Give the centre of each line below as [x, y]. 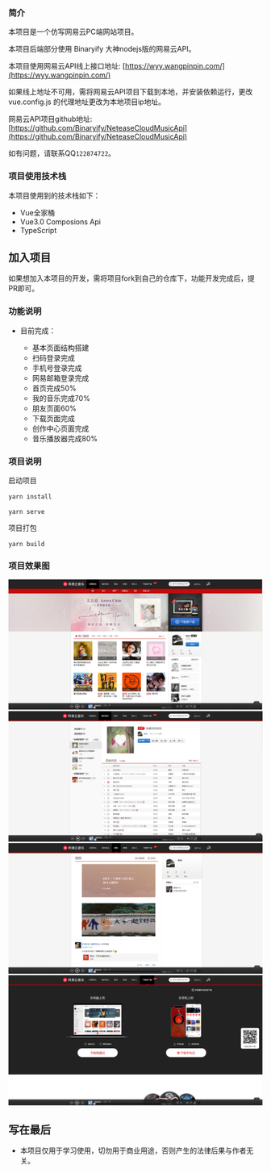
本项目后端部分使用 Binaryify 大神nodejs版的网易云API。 [102, 49]
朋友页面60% [54, 408]
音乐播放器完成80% [65, 438]
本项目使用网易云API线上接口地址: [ [67, 66]
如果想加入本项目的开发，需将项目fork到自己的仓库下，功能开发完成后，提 [132, 278]
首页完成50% [54, 388]
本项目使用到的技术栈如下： [54, 195]
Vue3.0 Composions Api [60, 221]
